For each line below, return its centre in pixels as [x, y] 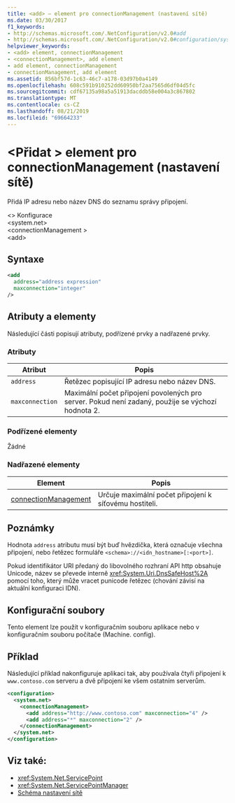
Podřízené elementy [42, 431]
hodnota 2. [82, 410]
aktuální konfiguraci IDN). [44, 588]
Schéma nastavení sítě [50, 793]
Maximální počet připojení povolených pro [133, 392]
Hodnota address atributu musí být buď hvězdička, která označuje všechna [115, 545]
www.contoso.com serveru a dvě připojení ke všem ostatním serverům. [107, 681]
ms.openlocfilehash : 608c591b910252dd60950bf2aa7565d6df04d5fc [101, 85]
